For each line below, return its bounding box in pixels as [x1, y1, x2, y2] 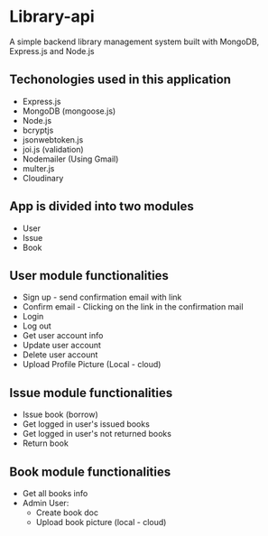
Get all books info [22, 488, 88, 498]
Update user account [22, 340, 102, 351]
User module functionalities [9, 268, 170, 283]
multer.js [22, 162, 55, 173]
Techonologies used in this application [9, 72, 232, 88]
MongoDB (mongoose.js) [22, 106, 116, 116]
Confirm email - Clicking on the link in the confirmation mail [22, 301, 244, 312]
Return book [22, 438, 69, 448]
